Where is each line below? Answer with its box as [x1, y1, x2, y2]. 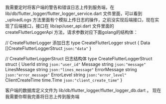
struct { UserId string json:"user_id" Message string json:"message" [5, 61, 146, 67]
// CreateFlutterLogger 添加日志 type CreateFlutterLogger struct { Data [5, 40, 151, 46]
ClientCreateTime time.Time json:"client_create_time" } [5, 77, 123, 83]
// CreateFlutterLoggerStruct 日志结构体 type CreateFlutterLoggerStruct [5, 56, 153, 61]
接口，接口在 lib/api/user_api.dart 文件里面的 [22, 23, 114, 29]
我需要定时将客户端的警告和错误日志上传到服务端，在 [5, 4, 115, 10]
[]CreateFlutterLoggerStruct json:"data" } [5, 45, 92, 51]
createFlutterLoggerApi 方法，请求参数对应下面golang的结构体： [5, 29, 138, 35]
